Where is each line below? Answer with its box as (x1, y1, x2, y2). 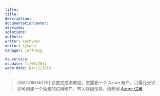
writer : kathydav (5, 39, 40, 44)
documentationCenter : (5, 20, 49, 26)
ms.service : (5, 57, 29, 61)
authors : (5, 35, 23, 39)
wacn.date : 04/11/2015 (5, 66, 51, 71)
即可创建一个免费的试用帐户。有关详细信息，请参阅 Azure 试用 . (17, 86, 144, 92)
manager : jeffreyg (5, 48, 42, 53)
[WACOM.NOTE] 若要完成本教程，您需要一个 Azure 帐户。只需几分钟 (17, 80, 156, 86)
